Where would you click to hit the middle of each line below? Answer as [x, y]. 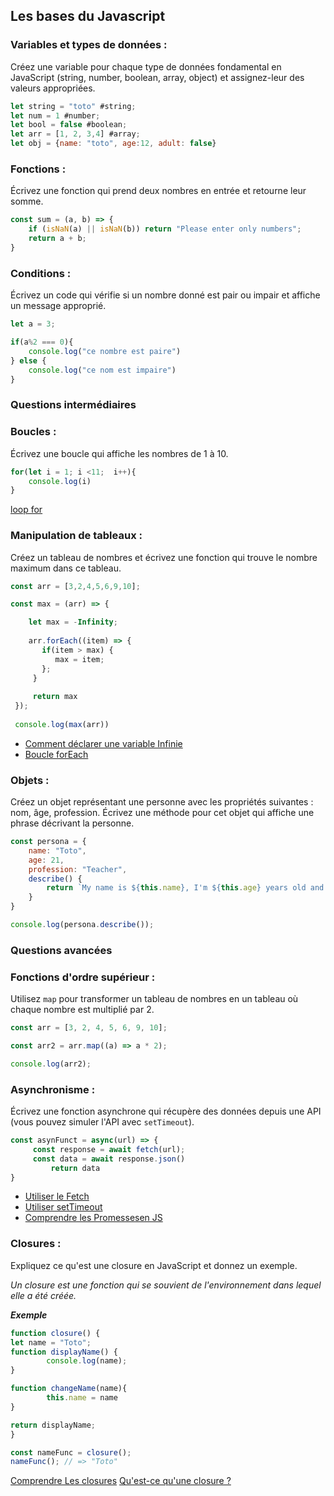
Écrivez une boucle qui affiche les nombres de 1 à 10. [119, 453]
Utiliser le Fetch [57, 1196]
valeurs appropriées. [53, 88]
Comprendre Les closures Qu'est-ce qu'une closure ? [121, 1481]
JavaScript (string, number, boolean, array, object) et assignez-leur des [157, 77]
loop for [26, 510]
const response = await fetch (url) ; [109, 1149]
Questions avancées [61, 950]
